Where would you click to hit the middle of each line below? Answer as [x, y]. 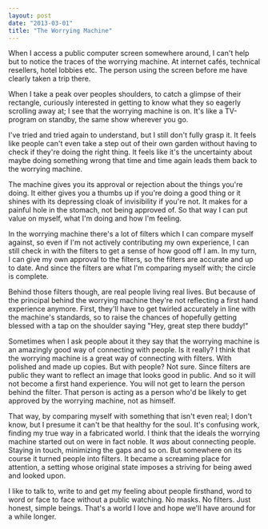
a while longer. [32, 517]
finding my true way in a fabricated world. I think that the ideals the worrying [134, 433]
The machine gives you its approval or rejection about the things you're [126, 185]
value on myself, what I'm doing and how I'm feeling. [95, 219]
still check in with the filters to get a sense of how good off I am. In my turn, [133, 251]
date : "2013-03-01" [41, 23]
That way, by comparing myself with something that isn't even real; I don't [130, 416]
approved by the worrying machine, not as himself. [92, 401]
